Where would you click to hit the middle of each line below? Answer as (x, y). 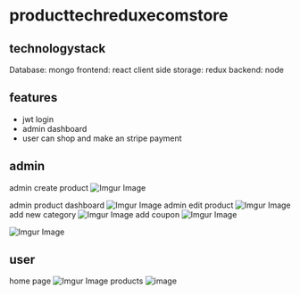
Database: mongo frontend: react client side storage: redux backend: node (146, 70)
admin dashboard (54, 128)
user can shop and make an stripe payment (102, 138)
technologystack (58, 49)
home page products (76, 281)
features (33, 98)
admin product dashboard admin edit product (121, 205)
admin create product (49, 187)
